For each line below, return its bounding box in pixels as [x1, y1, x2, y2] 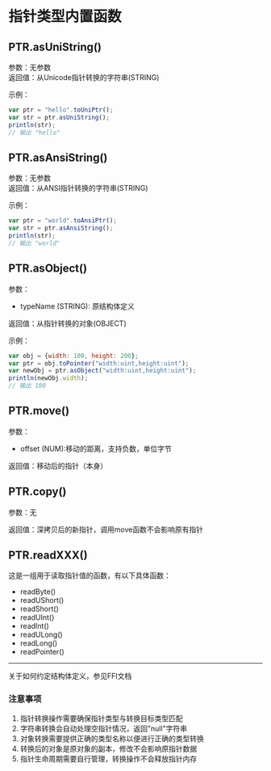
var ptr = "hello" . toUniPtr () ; [8, 106, 114, 114]
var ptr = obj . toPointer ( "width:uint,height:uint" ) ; [8, 359, 190, 368]
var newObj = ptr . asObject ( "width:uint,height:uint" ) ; [8, 367, 197, 375]
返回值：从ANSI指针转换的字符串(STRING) [8, 183, 148, 193]
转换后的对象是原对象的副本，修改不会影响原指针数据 [19, 744, 198, 753]
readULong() [19, 630, 63, 639]
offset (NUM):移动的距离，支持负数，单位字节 [19, 444, 172, 453]
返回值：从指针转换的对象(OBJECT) [8, 318, 127, 328]
